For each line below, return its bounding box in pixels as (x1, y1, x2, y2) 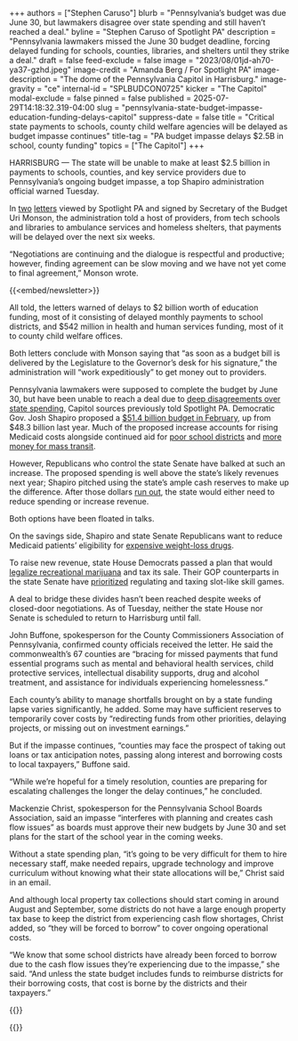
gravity (9, 84, 36, 94)
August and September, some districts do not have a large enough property (9, 904, 286, 914)
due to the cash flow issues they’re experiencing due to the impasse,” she (9, 959, 280, 970)
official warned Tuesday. (9, 186, 100, 196)
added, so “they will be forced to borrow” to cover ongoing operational (9, 922, 269, 933)
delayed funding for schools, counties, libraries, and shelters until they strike (9, 45, 290, 56)
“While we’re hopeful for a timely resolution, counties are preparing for (9, 776, 268, 787)
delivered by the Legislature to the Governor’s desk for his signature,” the (9, 357, 278, 368)
